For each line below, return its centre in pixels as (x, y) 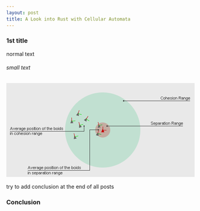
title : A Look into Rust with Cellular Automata (68, 19)
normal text (20, 54)
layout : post (23, 13)
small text (18, 68)
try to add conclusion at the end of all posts (60, 187)
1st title (17, 41)
